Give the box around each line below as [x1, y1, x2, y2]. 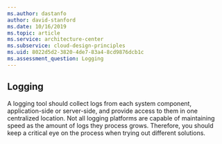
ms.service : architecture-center [7, 36, 104, 43]
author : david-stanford [7, 17, 76, 24]
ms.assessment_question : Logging [7, 55, 104, 62]
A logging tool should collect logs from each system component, [7, 99, 192, 107]
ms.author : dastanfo [7, 10, 67, 17]
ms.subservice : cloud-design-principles [7, 42, 126, 49]
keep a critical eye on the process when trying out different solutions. [7, 129, 206, 137]
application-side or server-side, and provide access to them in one [7, 107, 198, 115]
